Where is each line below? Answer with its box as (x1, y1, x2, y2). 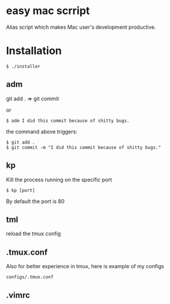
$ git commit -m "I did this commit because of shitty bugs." (6, 144, 161, 150)
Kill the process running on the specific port (6, 176, 113, 183)
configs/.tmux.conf (6, 274, 54, 280)
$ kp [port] (6, 187, 35, 193)
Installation (6, 44, 62, 58)
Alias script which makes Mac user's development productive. (6, 23, 157, 31)
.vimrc (6, 290, 30, 300)
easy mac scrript (6, 4, 90, 18)
